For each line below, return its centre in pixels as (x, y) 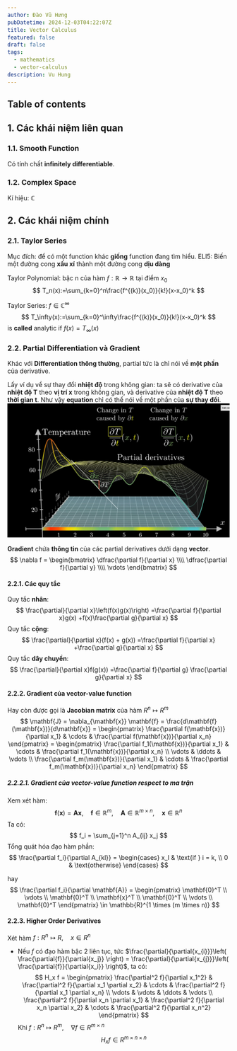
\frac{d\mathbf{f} (192, 721)
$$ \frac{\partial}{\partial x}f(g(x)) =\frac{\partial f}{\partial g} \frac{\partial (119, 670)
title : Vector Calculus (42, 30)
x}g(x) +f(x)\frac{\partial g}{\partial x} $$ (119, 618)
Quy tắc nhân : (28, 599)
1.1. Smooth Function (43, 149)
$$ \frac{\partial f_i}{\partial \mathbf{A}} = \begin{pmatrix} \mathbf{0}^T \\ (119, 890)
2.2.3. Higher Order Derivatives (54, 921)
